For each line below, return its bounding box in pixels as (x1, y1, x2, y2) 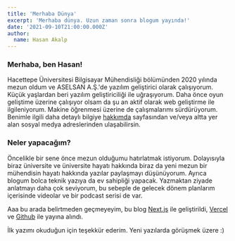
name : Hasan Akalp (13, 37, 68, 44)
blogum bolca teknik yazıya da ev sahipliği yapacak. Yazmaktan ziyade (7, 176, 212, 185)
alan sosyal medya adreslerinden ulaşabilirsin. (7, 120, 141, 129)
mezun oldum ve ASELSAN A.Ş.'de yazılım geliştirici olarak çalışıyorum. (7, 83, 213, 91)
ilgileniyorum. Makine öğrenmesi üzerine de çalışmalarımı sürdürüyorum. (7, 105, 218, 114)
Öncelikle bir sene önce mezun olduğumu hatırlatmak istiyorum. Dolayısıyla (7, 154, 225, 162)
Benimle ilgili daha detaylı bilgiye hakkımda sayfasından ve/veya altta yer (7, 113, 218, 122)
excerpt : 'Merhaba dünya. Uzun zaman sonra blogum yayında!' (7, 17, 191, 24)
